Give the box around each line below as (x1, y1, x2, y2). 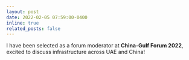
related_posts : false (6, 25, 61, 32)
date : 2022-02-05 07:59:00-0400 (6, 14, 88, 20)
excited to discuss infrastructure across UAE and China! (6, 49, 146, 56)
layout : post (6, 8, 39, 15)
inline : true (6, 20, 39, 26)
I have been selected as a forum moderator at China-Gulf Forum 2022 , (6, 42, 184, 49)
